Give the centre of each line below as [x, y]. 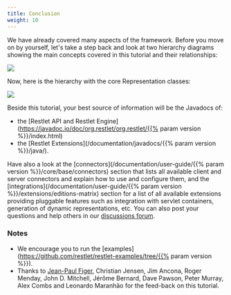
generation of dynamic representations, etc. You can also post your [103, 208]
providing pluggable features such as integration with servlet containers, [111, 201]
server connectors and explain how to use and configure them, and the [108, 178]
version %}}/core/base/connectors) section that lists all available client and [114, 171]
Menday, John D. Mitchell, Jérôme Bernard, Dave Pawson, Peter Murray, [120, 278]
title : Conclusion [34, 14]
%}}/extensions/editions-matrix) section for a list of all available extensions [114, 193]
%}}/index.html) [40, 135]
